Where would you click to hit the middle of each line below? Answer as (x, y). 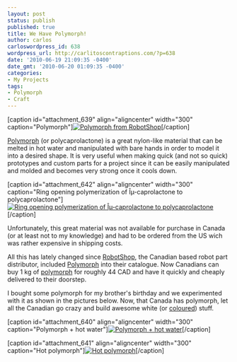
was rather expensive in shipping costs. (65, 243)
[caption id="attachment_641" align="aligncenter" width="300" (100, 343)
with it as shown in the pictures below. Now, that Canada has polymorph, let (118, 300)
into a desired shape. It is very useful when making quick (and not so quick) (118, 156)
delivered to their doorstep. (47, 279)
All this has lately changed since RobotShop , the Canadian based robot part (117, 257)
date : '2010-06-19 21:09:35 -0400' (60, 60)
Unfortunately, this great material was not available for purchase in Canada (116, 228)
